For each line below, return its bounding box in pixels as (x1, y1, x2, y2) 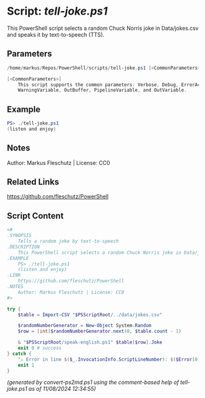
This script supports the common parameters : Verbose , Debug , (18, 81, 179, 88)
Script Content (7, 211, 64, 221)
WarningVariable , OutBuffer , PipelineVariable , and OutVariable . (18, 87, 187, 93)
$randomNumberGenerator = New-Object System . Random (18, 322, 151, 329)
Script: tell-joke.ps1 (7, 4, 108, 18)
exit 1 (18, 362, 35, 368)
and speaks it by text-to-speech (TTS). (7, 31, 105, 38)
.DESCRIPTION (7, 244, 40, 250)
